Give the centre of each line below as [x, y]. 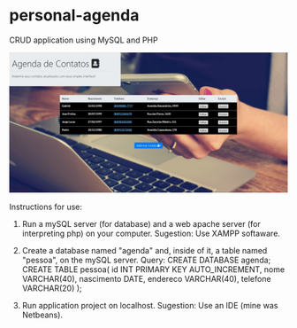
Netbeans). [42, 315]
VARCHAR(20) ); [52, 288]
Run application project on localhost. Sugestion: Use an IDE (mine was [150, 305]
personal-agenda [74, 16]
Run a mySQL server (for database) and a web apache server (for [141, 223]
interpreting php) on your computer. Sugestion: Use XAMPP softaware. [151, 233]
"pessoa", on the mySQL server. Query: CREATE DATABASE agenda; [146, 260]
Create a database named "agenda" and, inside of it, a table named [145, 250]
